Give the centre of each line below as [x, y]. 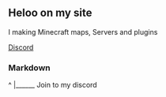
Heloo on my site [50, 13]
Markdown [29, 68]
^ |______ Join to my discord [53, 85]
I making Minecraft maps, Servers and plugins [83, 32]
